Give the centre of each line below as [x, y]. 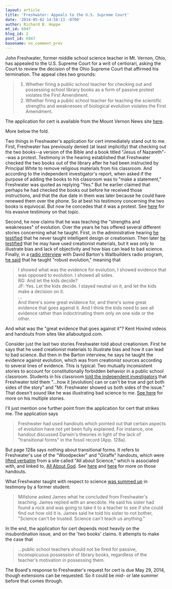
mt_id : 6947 [18, 29]
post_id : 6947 [20, 39]
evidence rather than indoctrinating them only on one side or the [86, 313]
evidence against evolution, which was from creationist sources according [84, 360]
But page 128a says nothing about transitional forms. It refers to [72, 450]
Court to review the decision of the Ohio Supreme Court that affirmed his [82, 69]
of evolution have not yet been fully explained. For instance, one [85, 429]
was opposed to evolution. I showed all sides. [66, 275]
